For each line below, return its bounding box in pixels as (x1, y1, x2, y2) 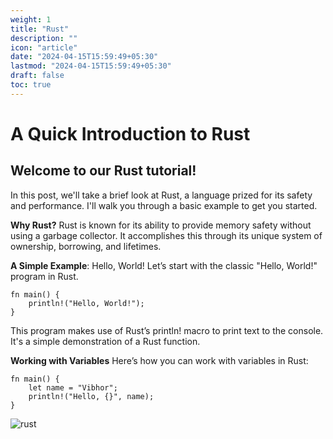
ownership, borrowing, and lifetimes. (10, 240, 162, 252)
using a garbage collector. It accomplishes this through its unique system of (10, 229, 323, 241)
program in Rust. (10, 270, 79, 282)
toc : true (10, 80, 52, 90)
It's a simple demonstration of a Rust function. (10, 335, 201, 347)
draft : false (10, 71, 65, 81)
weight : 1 (10, 14, 52, 25)
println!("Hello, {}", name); (28, 391, 155, 401)
